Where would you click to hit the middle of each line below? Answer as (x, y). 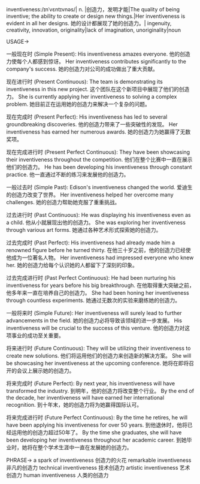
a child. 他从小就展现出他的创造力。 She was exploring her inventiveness (96, 222)
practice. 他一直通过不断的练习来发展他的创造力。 (68, 174)
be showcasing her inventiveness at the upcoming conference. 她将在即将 (98, 363)
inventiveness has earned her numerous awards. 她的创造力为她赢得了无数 (99, 132)
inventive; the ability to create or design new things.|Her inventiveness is (96, 16)
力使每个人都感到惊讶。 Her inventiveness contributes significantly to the (96, 61)
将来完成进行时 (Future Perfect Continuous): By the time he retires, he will (97, 418)
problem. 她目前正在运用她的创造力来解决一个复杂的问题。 (78, 104)
